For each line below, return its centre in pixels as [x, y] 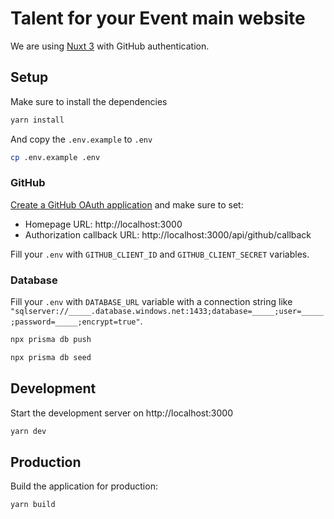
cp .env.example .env [55, 157]
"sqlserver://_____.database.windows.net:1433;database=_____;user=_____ [167, 312]
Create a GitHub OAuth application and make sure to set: [127, 204]
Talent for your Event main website [158, 18]
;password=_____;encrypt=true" [75, 322]
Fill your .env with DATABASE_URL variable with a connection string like [151, 302]
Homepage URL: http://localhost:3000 [103, 224]
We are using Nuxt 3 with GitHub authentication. [110, 46]
